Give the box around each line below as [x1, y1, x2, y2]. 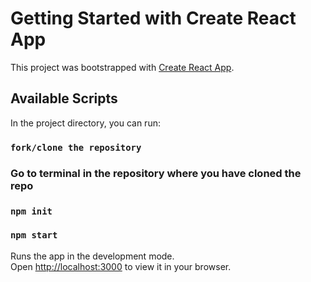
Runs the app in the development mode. [10, 250, 175, 262]
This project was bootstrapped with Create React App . [10, 61, 235, 73]
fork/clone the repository [10, 142, 142, 153]
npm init [10, 205, 53, 217]
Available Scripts [10, 90, 118, 107]
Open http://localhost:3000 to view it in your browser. [10, 260, 232, 272]
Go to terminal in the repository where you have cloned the [10, 166, 302, 180]
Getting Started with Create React [10, 7, 297, 30]
